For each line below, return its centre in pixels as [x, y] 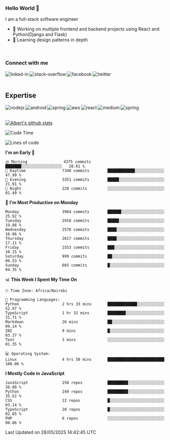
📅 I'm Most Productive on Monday [42, 203]
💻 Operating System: [28, 354]
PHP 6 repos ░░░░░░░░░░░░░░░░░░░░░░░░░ [85, 419]
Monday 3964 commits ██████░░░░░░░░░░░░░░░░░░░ [85, 212]
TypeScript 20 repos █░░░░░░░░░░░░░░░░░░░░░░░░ [85, 409]
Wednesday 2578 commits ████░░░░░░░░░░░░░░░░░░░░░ [85, 230]
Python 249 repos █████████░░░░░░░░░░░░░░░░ [85, 392]
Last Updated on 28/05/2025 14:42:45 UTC [51, 432]
